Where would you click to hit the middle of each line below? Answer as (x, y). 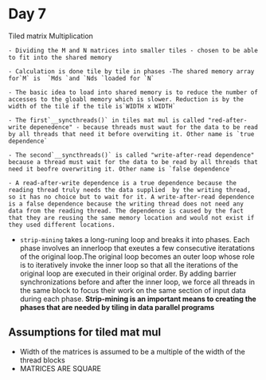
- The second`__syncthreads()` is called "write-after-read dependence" (131, 155)
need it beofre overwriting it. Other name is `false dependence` (121, 169)
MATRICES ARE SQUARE (61, 368)
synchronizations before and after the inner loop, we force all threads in (137, 282)
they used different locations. (62, 225)
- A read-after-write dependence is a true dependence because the (123, 183)
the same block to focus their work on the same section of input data (133, 290)
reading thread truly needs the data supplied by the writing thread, (129, 190)
